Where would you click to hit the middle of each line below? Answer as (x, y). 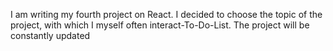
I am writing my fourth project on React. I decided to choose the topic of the (166, 14)
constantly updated (50, 35)
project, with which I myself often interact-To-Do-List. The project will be (160, 25)
